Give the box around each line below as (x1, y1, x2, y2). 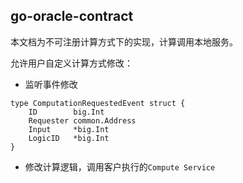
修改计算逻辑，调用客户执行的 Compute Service (24, 160, 216, 173)
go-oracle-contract (10, 8, 134, 25)
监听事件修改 (24, 78, 78, 90)
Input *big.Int (28, 124, 110, 134)
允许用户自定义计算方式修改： (10, 57, 133, 69)
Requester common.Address (28, 115, 137, 126)
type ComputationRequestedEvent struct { (10, 98, 186, 108)
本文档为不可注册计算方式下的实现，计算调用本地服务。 (10, 35, 238, 48)
